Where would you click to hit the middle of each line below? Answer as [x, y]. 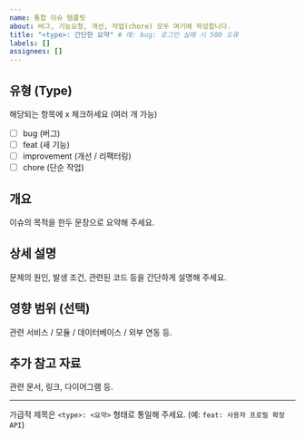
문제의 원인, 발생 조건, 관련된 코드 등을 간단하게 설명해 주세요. [118, 277]
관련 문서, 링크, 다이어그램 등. [61, 387]
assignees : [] [36, 52]
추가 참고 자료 [45, 364]
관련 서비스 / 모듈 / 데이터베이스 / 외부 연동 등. [91, 332]
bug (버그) [41, 133]
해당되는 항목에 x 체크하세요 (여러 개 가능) [84, 113]
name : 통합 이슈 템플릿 [48, 18]
